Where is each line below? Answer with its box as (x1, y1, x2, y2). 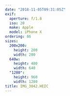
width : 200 (14, 52, 36, 57)
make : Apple (9, 25, 34, 30)
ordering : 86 (5, 34, 31, 39)
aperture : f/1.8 (9, 16, 42, 21)
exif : (5, 12, 16, 16)
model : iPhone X (9, 30, 42, 34)
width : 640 (14, 66, 36, 71)
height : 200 (14, 48, 38, 52)
